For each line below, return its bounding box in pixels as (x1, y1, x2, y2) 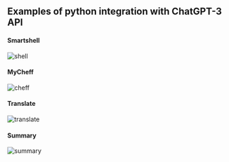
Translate (7, 100, 36, 108)
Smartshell (7, 36, 40, 44)
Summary (7, 131, 37, 140)
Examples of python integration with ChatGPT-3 (7, 6, 223, 18)
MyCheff (7, 68, 34, 76)
